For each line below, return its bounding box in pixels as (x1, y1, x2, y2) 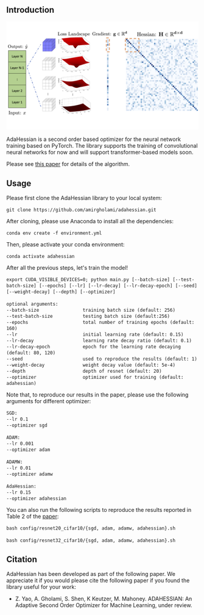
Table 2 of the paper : (6, 512, 59, 520)
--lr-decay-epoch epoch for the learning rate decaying (6, 344, 181, 350)
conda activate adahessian (6, 253, 75, 260)
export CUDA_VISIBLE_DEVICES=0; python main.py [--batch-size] (6, 277, 171, 283)
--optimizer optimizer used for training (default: (6, 375, 184, 381)
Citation (6, 554, 38, 564)
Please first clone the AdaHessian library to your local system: (6, 195, 163, 202)
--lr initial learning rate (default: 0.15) (6, 332, 184, 338)
